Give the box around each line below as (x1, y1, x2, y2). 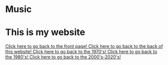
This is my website (5, 27, 86, 38)
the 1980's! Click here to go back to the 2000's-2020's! (5, 54, 121, 60)
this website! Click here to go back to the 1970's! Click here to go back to (5, 49, 157, 55)
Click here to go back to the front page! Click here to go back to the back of (5, 43, 163, 49)
